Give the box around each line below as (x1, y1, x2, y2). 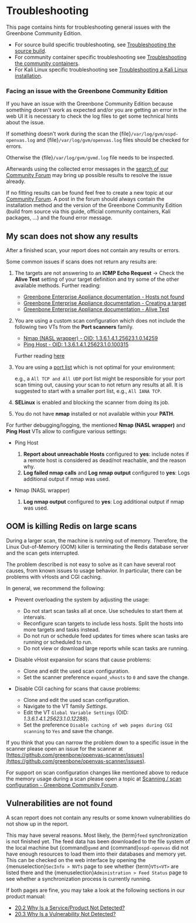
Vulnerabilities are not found (6, 799, 113, 809)
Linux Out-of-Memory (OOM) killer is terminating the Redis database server (6, 543, 189, 550)
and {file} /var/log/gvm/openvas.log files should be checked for (36, 137, 190, 144)
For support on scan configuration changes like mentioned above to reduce (6, 769, 189, 776)
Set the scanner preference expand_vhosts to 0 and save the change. (23, 673, 190, 681)
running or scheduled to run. (23, 638, 93, 646)
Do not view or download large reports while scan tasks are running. (23, 644, 189, 651)
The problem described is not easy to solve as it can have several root (6, 561, 176, 568)
